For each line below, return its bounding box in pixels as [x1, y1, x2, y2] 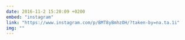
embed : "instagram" [6, 14, 54, 20]
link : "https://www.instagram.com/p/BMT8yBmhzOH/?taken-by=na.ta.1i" [6, 19, 180, 25]
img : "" [6, 25, 25, 31]
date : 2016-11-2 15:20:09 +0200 [6, 8, 85, 15]
